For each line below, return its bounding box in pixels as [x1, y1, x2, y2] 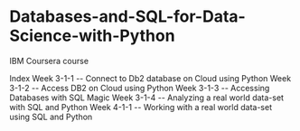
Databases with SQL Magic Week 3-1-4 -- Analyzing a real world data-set [9, 92, 285, 103]
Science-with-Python [9, 25, 175, 46]
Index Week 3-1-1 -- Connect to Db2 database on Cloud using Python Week [9, 72, 292, 83]
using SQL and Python [9, 111, 93, 122]
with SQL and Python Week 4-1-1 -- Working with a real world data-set [9, 101, 273, 112]
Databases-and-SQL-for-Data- [9, 6, 246, 27]
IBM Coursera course [9, 55, 89, 66]
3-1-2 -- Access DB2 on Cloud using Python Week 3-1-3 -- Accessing [9, 82, 270, 93]
